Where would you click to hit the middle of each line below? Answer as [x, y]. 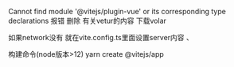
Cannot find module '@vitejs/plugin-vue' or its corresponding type [117, 11]
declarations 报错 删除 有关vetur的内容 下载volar [88, 20]
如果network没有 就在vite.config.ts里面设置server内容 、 [101, 37]
